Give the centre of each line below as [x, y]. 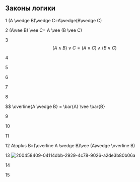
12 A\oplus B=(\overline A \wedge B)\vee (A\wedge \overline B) [70, 145]
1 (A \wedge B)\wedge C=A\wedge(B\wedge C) [54, 20]
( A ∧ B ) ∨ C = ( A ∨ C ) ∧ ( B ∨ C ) [85, 48]
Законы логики [30, 8]
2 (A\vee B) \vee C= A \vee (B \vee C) [44, 30]
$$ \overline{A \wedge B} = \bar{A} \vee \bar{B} [55, 106]
